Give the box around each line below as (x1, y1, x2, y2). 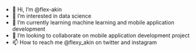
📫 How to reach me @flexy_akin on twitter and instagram (12, 39, 157, 46)
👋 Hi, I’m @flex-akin (12, 6, 62, 13)
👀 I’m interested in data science (12, 12, 92, 20)
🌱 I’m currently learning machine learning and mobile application (12, 19, 175, 26)
